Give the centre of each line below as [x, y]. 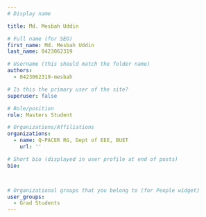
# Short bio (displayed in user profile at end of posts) [93, 159]
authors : [20, 71]
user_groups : [26, 197]
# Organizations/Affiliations [51, 128]
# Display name [29, 14]
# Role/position [31, 108]
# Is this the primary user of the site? [68, 89]
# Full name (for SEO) [40, 39]
